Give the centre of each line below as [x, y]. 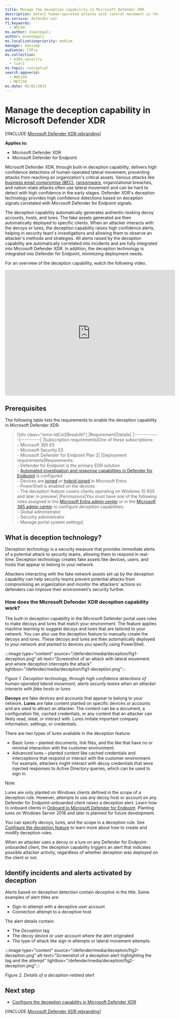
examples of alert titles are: [32, 897]
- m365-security [26, 59]
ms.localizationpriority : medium [39, 41]
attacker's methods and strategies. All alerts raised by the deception [73, 239]
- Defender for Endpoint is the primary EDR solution [68, 465]
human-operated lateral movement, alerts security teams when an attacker [81, 684]
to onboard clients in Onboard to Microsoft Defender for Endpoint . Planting [80, 808]
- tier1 [17, 64]
